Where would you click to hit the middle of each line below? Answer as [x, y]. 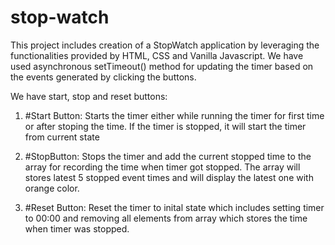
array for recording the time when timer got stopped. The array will [162, 167]
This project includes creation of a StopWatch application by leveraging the [165, 45]
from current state [62, 137]
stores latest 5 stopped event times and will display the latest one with [169, 177]
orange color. [52, 188]
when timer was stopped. [77, 228]
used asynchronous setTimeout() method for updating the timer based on [162, 66]
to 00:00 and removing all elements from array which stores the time [166, 218]
